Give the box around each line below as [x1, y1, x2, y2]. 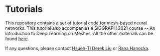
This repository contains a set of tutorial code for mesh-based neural [5, 20, 147, 26]
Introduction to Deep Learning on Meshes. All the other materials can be [5, 30, 154, 36]
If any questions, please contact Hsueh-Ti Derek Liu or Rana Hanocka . [5, 45, 150, 51]
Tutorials [5, 3, 43, 15]
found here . [5, 36, 29, 42]
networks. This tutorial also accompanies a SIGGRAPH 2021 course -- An [5, 25, 156, 31]
